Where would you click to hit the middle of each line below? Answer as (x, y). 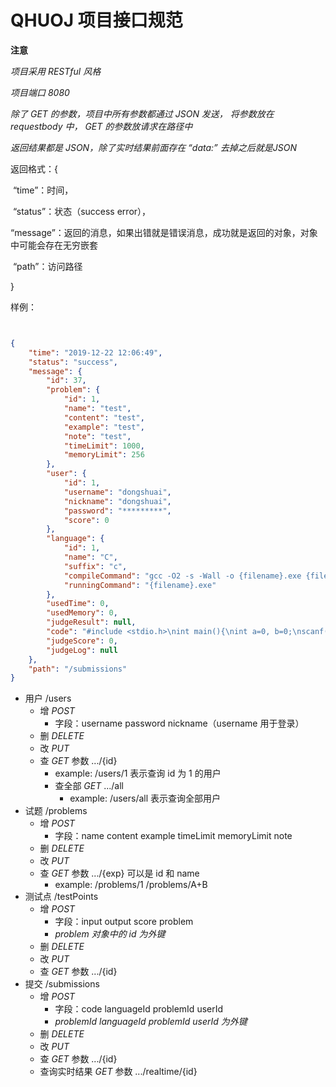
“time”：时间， (43, 190)
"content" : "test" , (104, 417)
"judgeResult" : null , (91, 622)
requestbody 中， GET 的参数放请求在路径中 (101, 126)
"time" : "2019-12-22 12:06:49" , (95, 352)
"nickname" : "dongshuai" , (117, 501)
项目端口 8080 (40, 92)
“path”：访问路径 (47, 266)
